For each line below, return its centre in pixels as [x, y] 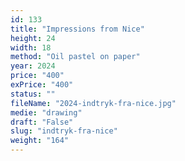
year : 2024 [33, 66]
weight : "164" [40, 141]
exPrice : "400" [42, 85]
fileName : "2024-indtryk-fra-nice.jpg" [93, 103]
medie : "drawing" [46, 112]
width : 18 [31, 47]
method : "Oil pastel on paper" [75, 57]
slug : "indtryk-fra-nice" [64, 131]
